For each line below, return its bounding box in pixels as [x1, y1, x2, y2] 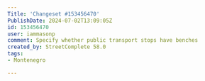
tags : [7, 50, 23, 58]
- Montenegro [7, 57, 46, 64]
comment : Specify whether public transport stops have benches [7, 37, 199, 44]
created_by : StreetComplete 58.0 [7, 43, 106, 50]
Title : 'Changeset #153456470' [7, 10, 100, 18]
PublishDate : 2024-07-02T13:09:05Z [7, 17, 113, 24]
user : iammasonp [7, 30, 55, 38]
